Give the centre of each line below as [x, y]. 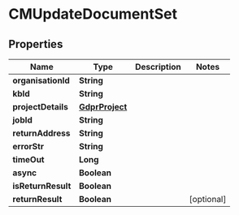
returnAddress [41, 133]
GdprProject [103, 107]
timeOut [28, 159]
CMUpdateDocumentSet [93, 14]
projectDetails [41, 107]
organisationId [41, 80]
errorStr [28, 146]
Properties [36, 44]
